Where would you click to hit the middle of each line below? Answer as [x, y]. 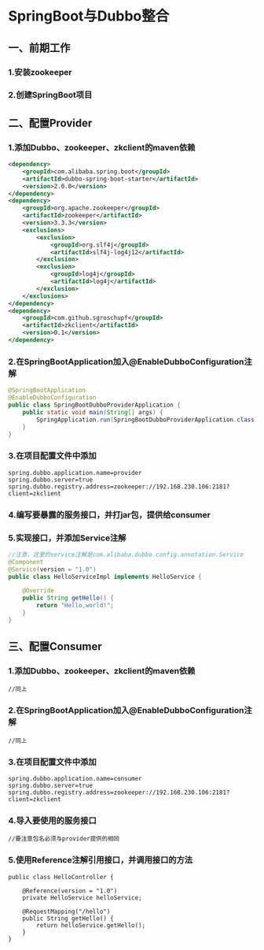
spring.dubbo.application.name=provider [75, 473]
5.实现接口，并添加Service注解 [67, 538]
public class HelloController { [61, 877]
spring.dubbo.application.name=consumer [75, 779]
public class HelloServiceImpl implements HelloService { [105, 577]
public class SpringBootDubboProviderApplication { [94, 405]
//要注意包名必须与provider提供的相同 [64, 839]
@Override [38, 591]
